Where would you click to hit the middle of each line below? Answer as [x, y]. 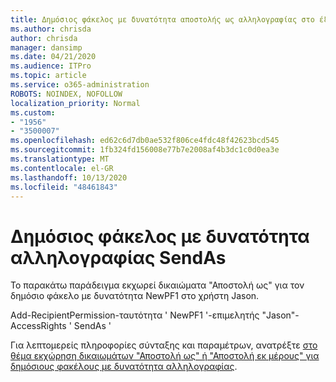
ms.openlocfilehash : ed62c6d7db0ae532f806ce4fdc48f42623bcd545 [145, 141]
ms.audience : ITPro [51, 66]
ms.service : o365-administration [80, 85]
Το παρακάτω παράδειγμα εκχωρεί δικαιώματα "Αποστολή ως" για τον [157, 285]
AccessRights [38, 326]
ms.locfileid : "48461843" [64, 187]
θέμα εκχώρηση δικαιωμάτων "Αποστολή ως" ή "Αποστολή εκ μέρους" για [165, 356]
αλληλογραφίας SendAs [118, 257]
